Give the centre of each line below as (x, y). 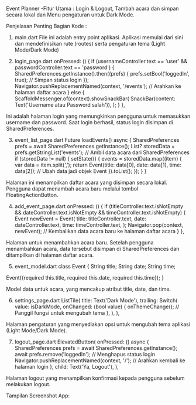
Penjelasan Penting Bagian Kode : (47, 26)
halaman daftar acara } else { (49, 92)
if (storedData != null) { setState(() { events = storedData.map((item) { (98, 159)
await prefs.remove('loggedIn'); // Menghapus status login (85, 354)
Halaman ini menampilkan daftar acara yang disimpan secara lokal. (87, 182)
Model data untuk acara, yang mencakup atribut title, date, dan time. (89, 289)
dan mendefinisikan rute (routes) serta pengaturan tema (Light (90, 44)
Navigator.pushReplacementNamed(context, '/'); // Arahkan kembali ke (100, 360)
